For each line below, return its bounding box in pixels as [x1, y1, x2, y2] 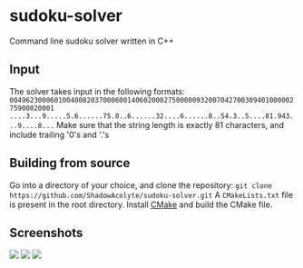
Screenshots [9, 224, 83, 241]
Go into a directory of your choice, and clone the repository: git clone [9, 179, 272, 191]
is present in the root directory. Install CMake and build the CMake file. [9, 199, 273, 210]
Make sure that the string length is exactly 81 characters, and [55, 119, 284, 130]
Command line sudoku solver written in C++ [9, 35, 174, 46]
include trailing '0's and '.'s [9, 129, 110, 140]
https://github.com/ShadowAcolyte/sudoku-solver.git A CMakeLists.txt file [9, 189, 293, 200]
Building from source [9, 155, 131, 171]
